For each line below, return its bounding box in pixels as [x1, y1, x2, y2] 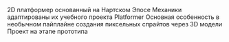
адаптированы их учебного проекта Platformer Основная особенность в [7, 13, 220, 21]
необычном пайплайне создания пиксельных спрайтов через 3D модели [7, 20, 223, 28]
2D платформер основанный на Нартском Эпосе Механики [7, 6, 182, 14]
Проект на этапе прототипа [7, 27, 88, 35]
